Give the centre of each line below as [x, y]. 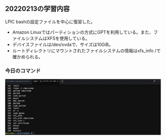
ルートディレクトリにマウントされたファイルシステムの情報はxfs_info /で [86, 50]
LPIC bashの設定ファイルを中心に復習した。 [50, 22]
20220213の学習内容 [38, 9]
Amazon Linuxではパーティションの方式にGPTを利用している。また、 [83, 32]
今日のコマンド [23, 70]
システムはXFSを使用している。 [58, 38]
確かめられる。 [27, 57]
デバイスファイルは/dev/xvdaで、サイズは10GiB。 [63, 44]
